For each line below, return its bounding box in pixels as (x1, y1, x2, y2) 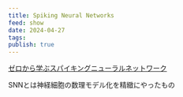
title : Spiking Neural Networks (8, 11, 114, 20)
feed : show (8, 19, 44, 27)
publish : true (8, 41, 55, 49)
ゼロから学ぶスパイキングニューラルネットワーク (8, 64, 167, 73)
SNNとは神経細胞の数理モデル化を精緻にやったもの (8, 80, 176, 90)
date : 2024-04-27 (8, 26, 65, 34)
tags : (8, 33, 26, 42)
